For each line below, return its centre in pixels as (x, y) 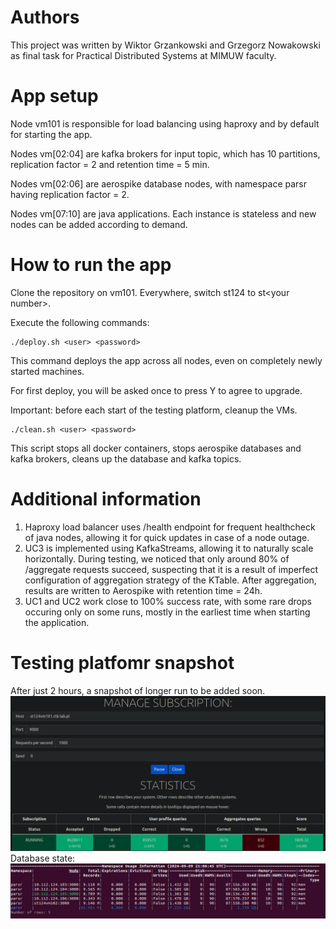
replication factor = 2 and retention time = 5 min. (110, 164)
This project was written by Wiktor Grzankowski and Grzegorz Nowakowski (165, 45)
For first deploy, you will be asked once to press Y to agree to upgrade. (156, 390)
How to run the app (91, 265)
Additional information (106, 499)
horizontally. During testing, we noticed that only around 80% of (157, 558)
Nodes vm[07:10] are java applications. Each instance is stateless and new (163, 213)
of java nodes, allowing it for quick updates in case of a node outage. (167, 537)
